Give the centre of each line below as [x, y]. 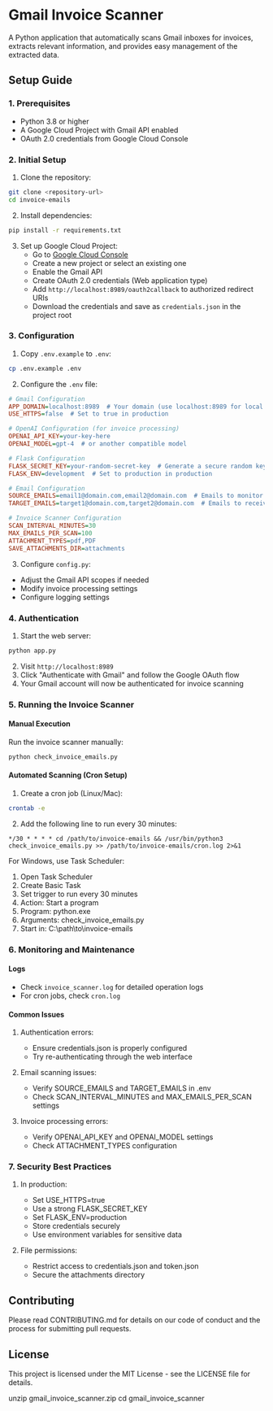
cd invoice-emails [39, 200]
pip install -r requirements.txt [65, 230]
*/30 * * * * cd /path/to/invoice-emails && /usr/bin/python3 [116, 838]
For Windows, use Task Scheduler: [67, 860]
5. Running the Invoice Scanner [71, 704]
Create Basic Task [50, 885]
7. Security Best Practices [60, 1167]
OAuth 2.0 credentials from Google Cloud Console [104, 138]
